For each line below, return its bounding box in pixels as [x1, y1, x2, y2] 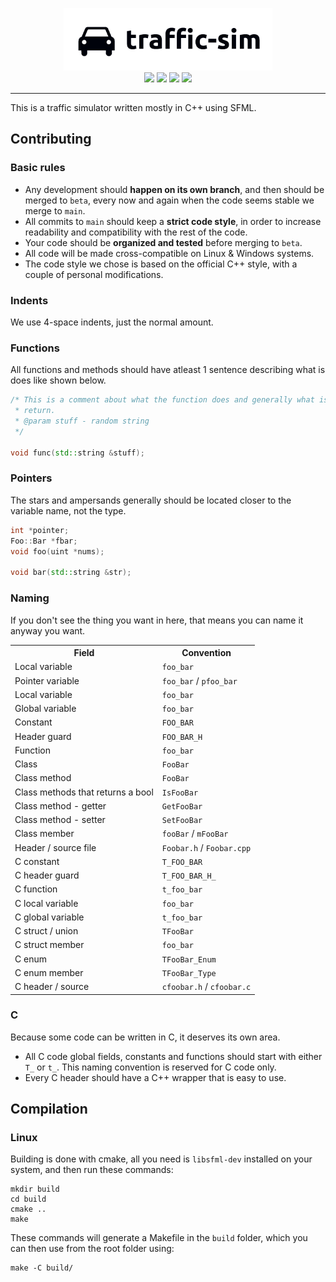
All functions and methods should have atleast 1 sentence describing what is [10, 364, 326, 376]
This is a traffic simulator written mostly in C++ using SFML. [10, 102, 257, 113]
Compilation [10, 1101, 88, 1118]
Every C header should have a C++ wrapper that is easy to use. [24, 1071, 287, 1083]
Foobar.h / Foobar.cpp [161, 841, 252, 853]
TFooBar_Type [161, 968, 217, 978]
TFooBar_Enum [161, 954, 217, 965]
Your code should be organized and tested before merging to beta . [24, 236, 303, 248]
